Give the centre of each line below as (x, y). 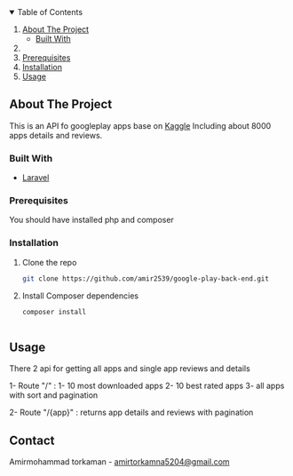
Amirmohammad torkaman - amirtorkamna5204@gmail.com (119, 462)
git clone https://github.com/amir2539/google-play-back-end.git (145, 278)
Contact (32, 440)
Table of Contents (50, 12)
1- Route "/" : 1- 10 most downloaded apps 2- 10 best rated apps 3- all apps (147, 386)
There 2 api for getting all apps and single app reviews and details (130, 369)
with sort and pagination (54, 395)
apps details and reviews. (56, 135)
